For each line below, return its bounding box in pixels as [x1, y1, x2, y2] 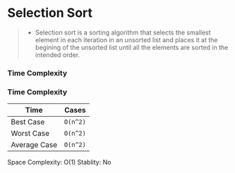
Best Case [11, 117, 45, 127]
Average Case [11, 140, 58, 150]
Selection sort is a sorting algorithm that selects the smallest [35, 28, 211, 37]
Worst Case [11, 129, 49, 139]
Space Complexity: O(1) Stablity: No [7, 158, 112, 167]
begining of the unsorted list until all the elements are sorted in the [35, 43, 229, 51]
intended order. [35, 51, 80, 59]
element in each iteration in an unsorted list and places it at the [35, 35, 218, 44]
